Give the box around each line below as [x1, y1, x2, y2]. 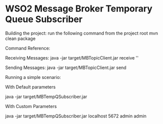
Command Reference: [5, 45, 50, 51]
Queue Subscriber [5, 13, 83, 25]
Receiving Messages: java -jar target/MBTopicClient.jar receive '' [5, 54, 139, 60]
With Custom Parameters [5, 103, 57, 109]
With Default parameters [5, 83, 56, 90]
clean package [5, 35, 36, 41]
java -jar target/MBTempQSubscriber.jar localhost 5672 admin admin [5, 113, 146, 119]
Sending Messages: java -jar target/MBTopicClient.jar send [5, 64, 126, 70]
